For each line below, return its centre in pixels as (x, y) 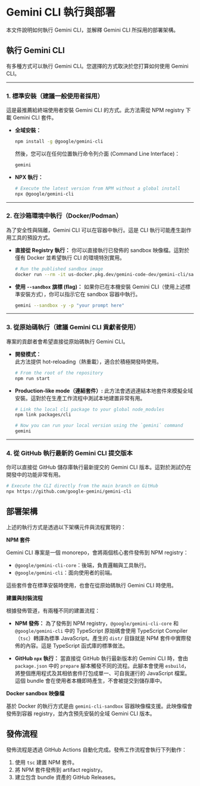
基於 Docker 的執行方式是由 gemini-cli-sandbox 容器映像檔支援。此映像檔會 (99, 706)
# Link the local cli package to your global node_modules (90, 409)
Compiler (176, 630)
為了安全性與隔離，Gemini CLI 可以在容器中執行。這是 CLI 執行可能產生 (94, 230)
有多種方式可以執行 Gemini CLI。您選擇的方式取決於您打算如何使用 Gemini (97, 66)
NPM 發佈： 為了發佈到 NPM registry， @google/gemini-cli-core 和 (96, 623)
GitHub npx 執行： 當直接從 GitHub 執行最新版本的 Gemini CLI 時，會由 (101, 658)
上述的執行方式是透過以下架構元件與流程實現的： (66, 527)
